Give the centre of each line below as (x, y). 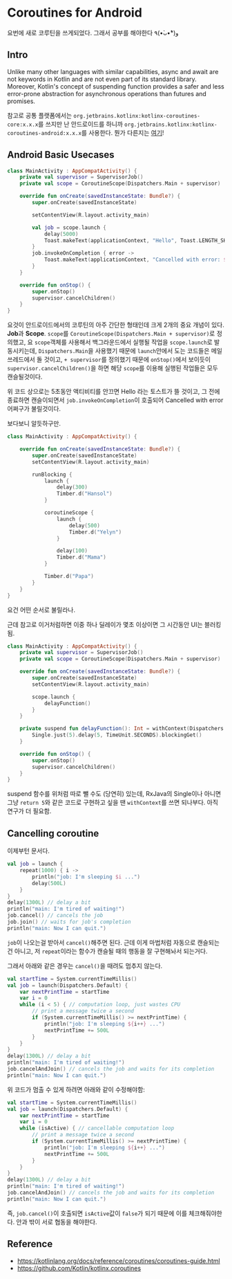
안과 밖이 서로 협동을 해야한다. (57, 1222)
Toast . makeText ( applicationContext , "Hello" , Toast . (121, 240)
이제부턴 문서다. (29, 851)
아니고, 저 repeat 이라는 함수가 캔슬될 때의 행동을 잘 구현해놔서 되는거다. (111, 951)
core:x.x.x (23, 125)
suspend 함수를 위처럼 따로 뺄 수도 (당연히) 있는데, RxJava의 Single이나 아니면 (114, 794)
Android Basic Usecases (61, 155)
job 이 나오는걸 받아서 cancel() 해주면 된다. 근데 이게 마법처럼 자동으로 (101, 942)
